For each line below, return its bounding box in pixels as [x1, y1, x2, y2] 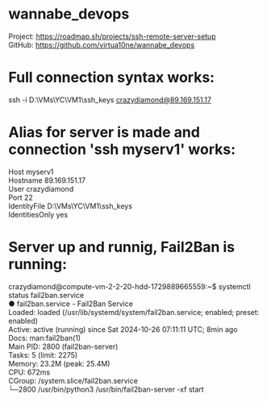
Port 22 [8, 193, 34, 202]
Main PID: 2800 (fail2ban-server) [8, 342, 119, 351]
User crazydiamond [8, 184, 74, 193]
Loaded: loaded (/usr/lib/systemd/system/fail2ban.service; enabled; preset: [8, 307, 260, 317]
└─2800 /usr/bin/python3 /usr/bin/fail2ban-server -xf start [8, 384, 204, 394]
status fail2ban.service [8, 290, 85, 300]
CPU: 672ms [8, 367, 51, 377]
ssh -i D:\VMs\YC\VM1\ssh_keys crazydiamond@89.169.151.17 [8, 94, 212, 105]
